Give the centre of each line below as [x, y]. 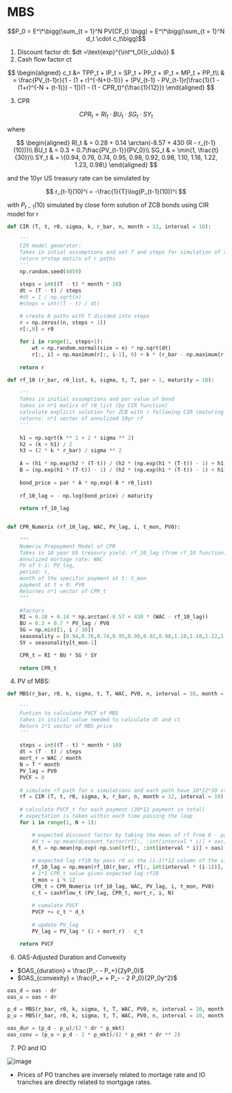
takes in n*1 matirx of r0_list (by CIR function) [94, 406]
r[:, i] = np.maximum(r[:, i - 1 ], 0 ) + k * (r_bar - [108, 355]
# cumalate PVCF [55, 906]
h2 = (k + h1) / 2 [46, 444]
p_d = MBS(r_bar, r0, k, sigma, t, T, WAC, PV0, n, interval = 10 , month [116, 1009]
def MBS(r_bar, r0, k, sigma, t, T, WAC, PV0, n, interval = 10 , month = [116, 694]
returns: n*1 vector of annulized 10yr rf [81, 419]
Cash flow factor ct [45, 59]
